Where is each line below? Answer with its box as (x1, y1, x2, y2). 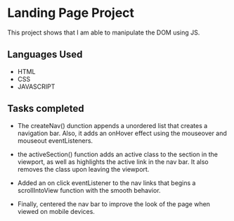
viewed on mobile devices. (17, 207, 95, 215)
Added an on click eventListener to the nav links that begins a (17, 178, 196, 187)
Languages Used (7, 49, 83, 61)
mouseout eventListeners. (17, 136, 93, 145)
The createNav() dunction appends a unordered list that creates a (17, 121, 208, 130)
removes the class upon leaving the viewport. (17, 165, 150, 173)
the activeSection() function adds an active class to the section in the (17, 150, 218, 158)
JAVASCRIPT (17, 82, 56, 91)
